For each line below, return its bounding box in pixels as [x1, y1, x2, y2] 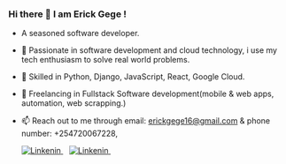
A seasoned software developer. [20, 28, 140, 39]
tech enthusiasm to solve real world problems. [20, 55, 190, 65]
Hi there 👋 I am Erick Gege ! [8, 8, 128, 20]
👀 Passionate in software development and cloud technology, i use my [20, 45, 278, 56]
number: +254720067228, [20, 128, 119, 139]
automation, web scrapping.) [20, 98, 127, 108]
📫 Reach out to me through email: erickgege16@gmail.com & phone [20, 116, 271, 126]
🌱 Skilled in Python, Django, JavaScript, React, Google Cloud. [20, 71, 245, 82]
